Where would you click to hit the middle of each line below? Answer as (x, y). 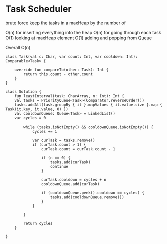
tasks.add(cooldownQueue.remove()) (87, 197)
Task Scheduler (38, 9)
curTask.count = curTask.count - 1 (78, 149)
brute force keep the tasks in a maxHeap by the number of (66, 23)
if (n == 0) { (56, 158)
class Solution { (23, 92)
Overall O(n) (18, 47)
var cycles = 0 (30, 118)
